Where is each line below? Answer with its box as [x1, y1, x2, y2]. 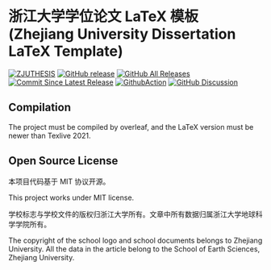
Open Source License [8, 154, 119, 168]
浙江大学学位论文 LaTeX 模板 [8, 7, 199, 26]
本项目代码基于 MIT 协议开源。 [8, 177, 110, 186]
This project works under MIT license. [8, 193, 135, 202]
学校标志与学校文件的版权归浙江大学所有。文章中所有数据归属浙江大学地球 [8, 209, 256, 218]
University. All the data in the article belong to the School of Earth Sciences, [8, 243, 261, 254]
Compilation [8, 101, 71, 114]
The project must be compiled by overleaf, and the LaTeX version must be [8, 122, 254, 131]
